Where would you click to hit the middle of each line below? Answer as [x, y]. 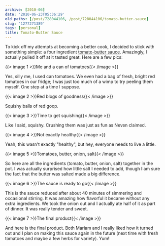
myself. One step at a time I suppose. [43, 87]
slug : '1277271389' [25, 23]
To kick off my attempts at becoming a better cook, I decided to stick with [80, 47]
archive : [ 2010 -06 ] [25, 10]
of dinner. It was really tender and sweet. [47, 209]
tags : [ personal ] [23, 28]
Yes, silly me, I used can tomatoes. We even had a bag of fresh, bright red [80, 76]
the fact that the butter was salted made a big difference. [63, 174]
